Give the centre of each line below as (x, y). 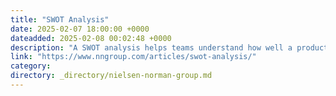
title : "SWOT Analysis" (60, 19)
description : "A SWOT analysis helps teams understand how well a (151, 47)
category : (31, 66)
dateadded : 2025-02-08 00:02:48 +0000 (91, 38)
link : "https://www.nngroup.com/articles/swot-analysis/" (133, 57)
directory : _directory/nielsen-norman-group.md (111, 76)
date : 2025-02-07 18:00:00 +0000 (80, 29)
